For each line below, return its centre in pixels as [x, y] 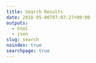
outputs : [17, 23]
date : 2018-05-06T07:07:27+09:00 [48, 17]
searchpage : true [28, 51]
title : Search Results [35, 12]
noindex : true [24, 46]
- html [20, 28]
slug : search [23, 40]
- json [20, 34]
